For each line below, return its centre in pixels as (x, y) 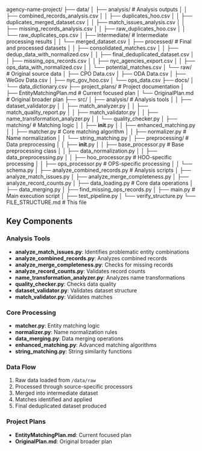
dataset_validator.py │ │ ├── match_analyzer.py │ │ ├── (77, 106)
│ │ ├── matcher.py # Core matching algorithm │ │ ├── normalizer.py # (96, 131)
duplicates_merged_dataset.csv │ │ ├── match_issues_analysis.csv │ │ (96, 22)
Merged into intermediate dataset (56, 393)
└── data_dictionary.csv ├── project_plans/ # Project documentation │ (95, 87)
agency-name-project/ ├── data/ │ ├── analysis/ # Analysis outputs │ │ (97, 9)
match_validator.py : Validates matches (64, 297)
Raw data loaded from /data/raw (55, 380)
